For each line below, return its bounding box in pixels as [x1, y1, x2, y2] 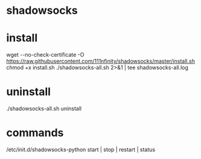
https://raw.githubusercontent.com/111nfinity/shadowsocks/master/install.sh [6, 58, 195, 65]
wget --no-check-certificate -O [6, 51, 85, 58]
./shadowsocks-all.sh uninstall [6, 105, 82, 112]
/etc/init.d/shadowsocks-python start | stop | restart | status [6, 146, 156, 153]
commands [6, 126, 64, 140]
